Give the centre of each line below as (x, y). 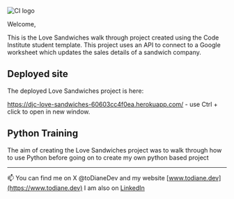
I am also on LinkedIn (114, 188)
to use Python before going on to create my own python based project (108, 157)
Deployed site (38, 74)
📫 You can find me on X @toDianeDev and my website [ (88, 178)
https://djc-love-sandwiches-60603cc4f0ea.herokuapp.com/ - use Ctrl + (112, 104)
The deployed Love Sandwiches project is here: (76, 91)
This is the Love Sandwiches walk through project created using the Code (113, 37)
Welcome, (22, 24)
